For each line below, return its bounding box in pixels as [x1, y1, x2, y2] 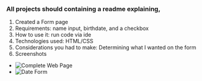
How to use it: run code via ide [15, 31, 92, 38]
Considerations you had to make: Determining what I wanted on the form [15, 44, 197, 51]
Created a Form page [15, 19, 68, 26]
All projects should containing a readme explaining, [6, 5, 161, 13]
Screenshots [15, 50, 47, 58]
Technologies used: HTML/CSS [15, 38, 94, 45]
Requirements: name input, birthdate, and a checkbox [15, 25, 149, 32]
